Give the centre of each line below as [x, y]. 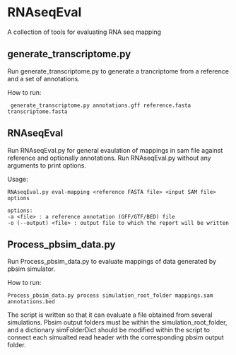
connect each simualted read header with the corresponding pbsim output [116, 337]
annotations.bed [31, 302]
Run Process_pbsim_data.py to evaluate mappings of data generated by [112, 262]
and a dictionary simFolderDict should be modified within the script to [109, 330]
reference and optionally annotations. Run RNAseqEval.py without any [109, 158]
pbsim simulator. [31, 269]
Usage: [18, 179]
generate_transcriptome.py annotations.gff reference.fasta [101, 105]
